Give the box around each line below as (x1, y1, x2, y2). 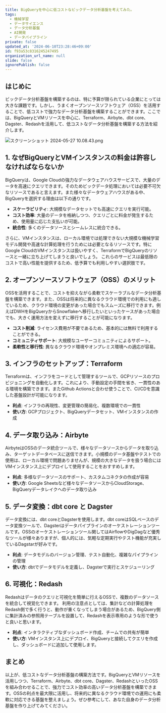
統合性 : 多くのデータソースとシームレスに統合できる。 (12, 224, 123, 230)
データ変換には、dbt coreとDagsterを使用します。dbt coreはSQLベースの (5, 516, 155, 522)
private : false (5, 40, 37, 45)
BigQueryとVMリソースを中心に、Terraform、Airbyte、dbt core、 (13, 114, 149, 120)
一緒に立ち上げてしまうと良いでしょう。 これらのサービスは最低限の (18, 254, 158, 259)
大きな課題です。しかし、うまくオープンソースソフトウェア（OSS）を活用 (5, 102, 157, 108)
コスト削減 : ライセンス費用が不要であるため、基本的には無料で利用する (12, 325, 159, 331)
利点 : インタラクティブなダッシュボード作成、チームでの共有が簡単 (12, 629, 150, 635)
